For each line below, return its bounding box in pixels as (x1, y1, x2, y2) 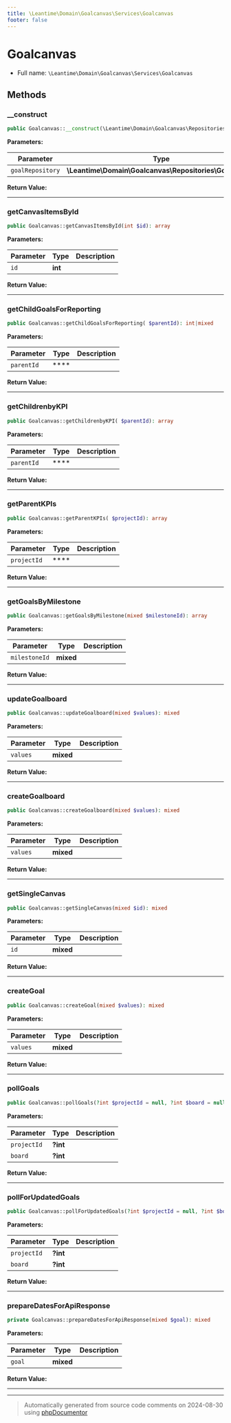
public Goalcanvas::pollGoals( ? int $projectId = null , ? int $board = (7, 1099, 211, 1106)
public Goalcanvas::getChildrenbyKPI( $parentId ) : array (7, 418, 174, 424)
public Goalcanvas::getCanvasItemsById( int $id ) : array (7, 223, 170, 229)
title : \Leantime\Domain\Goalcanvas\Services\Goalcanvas (7, 10, 174, 17)
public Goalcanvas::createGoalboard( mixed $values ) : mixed (7, 807, 180, 814)
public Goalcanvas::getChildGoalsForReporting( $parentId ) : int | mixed (7, 320, 214, 327)
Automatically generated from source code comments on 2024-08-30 (23, 1401, 223, 1409)
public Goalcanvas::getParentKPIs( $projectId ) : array (7, 515, 168, 522)
